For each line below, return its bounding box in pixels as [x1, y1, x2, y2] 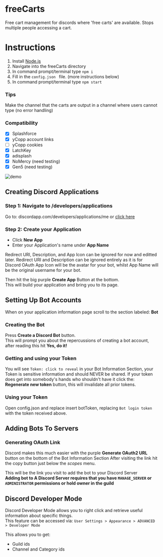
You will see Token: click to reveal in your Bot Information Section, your [5, 366, 154, 372]
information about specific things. [5, 512, 73, 519]
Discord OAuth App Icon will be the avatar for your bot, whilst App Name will [5, 262, 159, 267]
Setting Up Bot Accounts [5, 296, 81, 304]
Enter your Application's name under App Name [12, 242, 109, 248]
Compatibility [5, 120, 38, 127]
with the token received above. [5, 410, 67, 416]
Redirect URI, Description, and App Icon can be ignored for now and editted [5, 251, 157, 257]
